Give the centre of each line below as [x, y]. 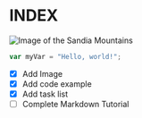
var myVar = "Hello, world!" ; [66, 56]
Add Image [42, 73]
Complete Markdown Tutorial [75, 104]
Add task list [45, 94]
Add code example [57, 84]
